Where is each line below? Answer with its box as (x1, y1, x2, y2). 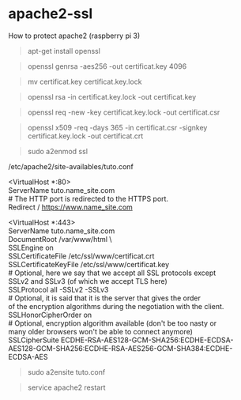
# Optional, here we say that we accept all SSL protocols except (8, 268, 217, 277)
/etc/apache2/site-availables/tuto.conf (8, 161, 134, 171)
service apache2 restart (27, 383, 106, 392)
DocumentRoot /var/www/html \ (8, 234, 112, 243)
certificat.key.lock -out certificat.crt (27, 131, 144, 141)
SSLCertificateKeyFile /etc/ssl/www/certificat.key (8, 259, 170, 269)
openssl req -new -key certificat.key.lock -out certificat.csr (27, 108, 220, 117)
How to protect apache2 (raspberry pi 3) (8, 31, 141, 40)
